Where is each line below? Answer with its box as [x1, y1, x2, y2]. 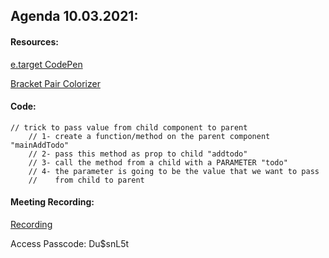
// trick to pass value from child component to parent [10, 122, 248, 133]
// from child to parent [28, 175, 145, 185]
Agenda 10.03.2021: [10, 8, 139, 25]
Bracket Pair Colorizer [10, 77, 101, 89]
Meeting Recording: [10, 196, 95, 208]
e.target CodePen [10, 58, 83, 70]
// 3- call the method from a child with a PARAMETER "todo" [28, 157, 288, 168]
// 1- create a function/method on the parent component [28, 131, 271, 141]
